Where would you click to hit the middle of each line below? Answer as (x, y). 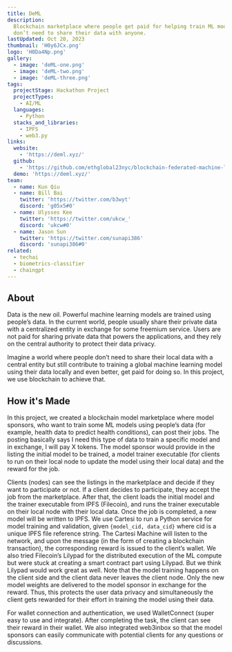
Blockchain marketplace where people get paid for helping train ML (114, 26)
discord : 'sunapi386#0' (54, 245)
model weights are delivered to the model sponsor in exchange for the (107, 585)
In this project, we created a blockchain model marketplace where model (110, 417)
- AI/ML (30, 103)
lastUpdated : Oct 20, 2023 (46, 39)
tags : (15, 84)
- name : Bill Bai (38, 193)
